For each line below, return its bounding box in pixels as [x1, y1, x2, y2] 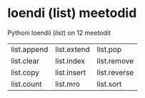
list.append [11, 44, 49, 54]
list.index [54, 55, 86, 65]
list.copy [11, 67, 39, 77]
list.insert [54, 67, 86, 77]
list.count [11, 79, 42, 89]
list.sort [96, 79, 122, 89]
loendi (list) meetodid [7, 5, 137, 21]
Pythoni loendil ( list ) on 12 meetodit [7, 28, 111, 37]
